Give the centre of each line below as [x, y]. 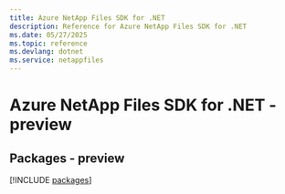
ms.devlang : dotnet [47, 52]
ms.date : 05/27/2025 [49, 35]
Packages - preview [67, 158]
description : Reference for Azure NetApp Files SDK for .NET [128, 26]
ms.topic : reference [49, 43]
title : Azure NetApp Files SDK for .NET [88, 18]
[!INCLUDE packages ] [51, 180]
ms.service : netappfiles [57, 60]
